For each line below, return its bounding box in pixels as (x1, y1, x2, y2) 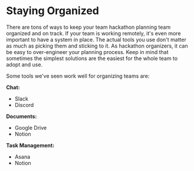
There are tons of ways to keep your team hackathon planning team (6, 24, 171, 31)
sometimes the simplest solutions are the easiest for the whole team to (6, 55, 178, 62)
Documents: (6, 113, 37, 120)
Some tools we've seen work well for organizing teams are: (6, 72, 150, 79)
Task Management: (6, 142, 55, 149)
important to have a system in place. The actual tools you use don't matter (6, 36, 187, 43)
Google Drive (14, 124, 47, 131)
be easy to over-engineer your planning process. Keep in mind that (6, 48, 169, 55)
